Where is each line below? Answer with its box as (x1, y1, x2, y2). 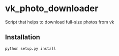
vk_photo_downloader (5, 3, 98, 14)
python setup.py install (5, 46, 56, 51)
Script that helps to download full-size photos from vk (5, 19, 115, 25)
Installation (5, 33, 40, 41)
